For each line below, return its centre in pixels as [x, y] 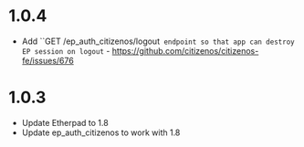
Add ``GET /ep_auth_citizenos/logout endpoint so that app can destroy [158, 41]
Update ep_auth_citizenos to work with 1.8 [101, 132]
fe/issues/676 [47, 60]
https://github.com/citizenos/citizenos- [185, 50]
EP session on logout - [66, 50]
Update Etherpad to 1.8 [65, 122]
